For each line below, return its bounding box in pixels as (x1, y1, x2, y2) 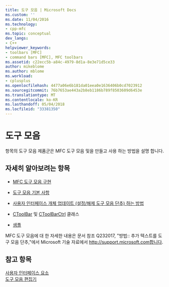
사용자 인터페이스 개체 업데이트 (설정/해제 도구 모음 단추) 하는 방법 (12, 200, 144, 206)
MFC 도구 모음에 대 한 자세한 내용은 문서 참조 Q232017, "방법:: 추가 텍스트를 (5, 232, 157, 239)
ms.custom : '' (5, 12, 36, 17)
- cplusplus (5, 78, 31, 83)
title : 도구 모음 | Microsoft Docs (5, 7, 76, 13)
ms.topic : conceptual (5, 31, 51, 36)
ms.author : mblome (5, 69, 44, 74)
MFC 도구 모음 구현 (12, 178, 52, 184)
